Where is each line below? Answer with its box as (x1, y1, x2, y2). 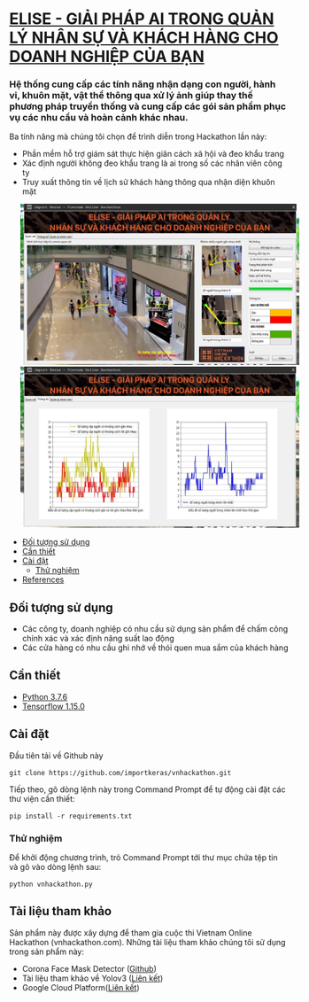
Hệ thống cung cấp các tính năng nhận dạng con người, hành (9, 78, 276, 90)
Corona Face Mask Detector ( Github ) (21, 963, 157, 974)
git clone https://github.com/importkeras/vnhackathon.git (9, 768, 232, 777)
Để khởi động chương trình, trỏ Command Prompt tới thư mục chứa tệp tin (9, 851, 278, 863)
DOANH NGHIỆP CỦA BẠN (9, 47, 205, 66)
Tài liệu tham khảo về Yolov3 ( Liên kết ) (21, 973, 164, 983)
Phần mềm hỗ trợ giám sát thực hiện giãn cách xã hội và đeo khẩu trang (21, 149, 285, 159)
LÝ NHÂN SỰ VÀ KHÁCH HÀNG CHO (9, 27, 279, 48)
